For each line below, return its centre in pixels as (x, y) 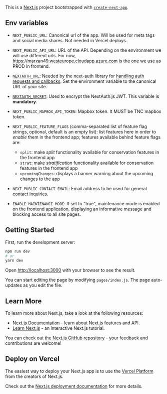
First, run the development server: (40, 242)
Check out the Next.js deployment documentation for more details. (74, 386)
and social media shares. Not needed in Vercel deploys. (70, 40)
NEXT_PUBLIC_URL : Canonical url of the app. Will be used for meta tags (83, 35)
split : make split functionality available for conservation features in (89, 152)
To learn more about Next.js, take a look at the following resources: (74, 313)
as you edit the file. (43, 285)
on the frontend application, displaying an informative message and (82, 209)
